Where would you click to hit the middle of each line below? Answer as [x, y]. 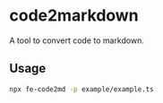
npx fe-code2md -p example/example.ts [81, 89]
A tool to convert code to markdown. [77, 40]
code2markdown [74, 16]
